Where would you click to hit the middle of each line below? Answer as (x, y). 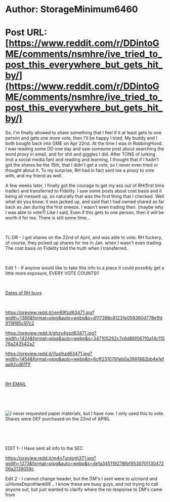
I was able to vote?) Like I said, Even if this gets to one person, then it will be (85, 213)
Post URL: (26, 33)
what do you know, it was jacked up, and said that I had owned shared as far (85, 202)
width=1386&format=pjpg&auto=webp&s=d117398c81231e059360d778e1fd (84, 318)
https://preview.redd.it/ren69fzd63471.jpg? (50, 313)
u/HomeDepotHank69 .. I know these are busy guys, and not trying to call (82, 484)
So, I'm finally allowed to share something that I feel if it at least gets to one (83, 133)
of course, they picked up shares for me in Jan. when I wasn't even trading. (84, 243)
